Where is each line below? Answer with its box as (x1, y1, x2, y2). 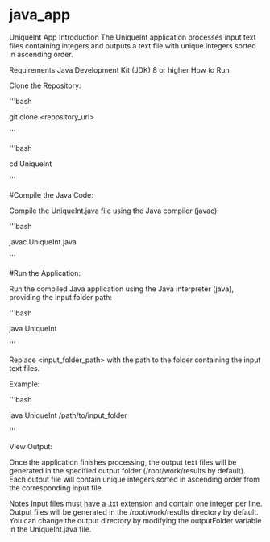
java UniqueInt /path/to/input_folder (9, 410, 127, 420)
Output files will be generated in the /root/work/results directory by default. (9, 507, 259, 517)
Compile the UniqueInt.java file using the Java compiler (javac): (9, 206, 220, 215)
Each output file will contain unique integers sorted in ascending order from (9, 474, 260, 484)
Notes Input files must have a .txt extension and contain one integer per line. (9, 498, 263, 508)
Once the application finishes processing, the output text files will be (9, 457, 237, 467)
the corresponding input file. (9, 482, 104, 493)
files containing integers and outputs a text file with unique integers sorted (9, 40, 256, 50)
